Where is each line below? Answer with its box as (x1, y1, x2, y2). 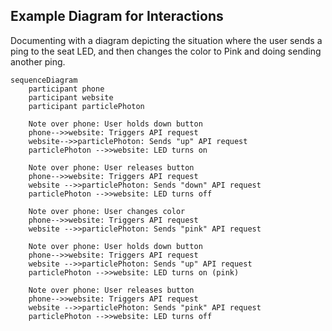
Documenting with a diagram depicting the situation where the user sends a (10, 34, 323, 46)
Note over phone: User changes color (28, 206, 186, 216)
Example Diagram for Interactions (10, 8, 224, 25)
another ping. (10, 55, 66, 68)
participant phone (28, 84, 105, 94)
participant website (28, 92, 114, 103)
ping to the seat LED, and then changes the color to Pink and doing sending (10, 45, 322, 57)
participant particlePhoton (28, 101, 145, 111)
